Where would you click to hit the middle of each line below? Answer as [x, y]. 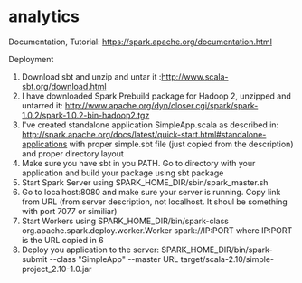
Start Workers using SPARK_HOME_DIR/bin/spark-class [125, 221]
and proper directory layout [72, 153]
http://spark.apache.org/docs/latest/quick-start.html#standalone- [144, 134]
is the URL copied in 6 [63, 240]
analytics [44, 17]
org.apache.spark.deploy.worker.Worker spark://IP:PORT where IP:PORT [157, 230]
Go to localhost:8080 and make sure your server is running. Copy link [151, 192]
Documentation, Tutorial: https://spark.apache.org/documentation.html [141, 42]
